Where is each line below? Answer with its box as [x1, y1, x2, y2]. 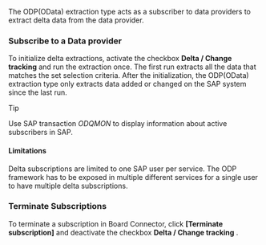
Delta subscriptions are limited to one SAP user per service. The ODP [8, 164, 237, 174]
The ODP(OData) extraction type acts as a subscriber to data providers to [8, 7, 251, 16]
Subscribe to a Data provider [8, 35, 123, 47]
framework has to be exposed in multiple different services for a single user [8, 172, 259, 182]
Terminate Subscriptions [8, 201, 107, 212]
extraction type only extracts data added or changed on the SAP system [8, 80, 247, 89]
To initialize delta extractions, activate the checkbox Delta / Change [8, 54, 232, 63]
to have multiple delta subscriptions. [8, 181, 128, 190]
